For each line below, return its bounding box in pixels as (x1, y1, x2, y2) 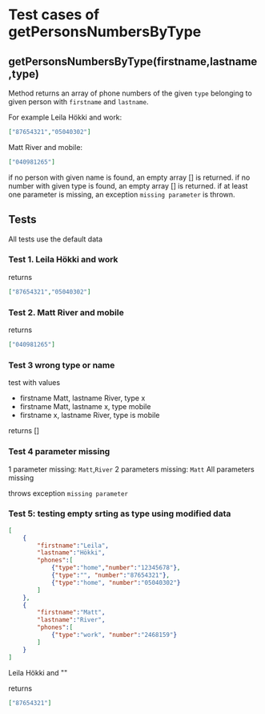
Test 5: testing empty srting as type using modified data (8, 508, 231, 519)
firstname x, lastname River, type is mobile (19, 411, 160, 420)
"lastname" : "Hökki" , (37, 549, 106, 557)
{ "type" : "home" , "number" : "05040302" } (50, 578, 181, 586)
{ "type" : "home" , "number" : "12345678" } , (50, 564, 181, 572)
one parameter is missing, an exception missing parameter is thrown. (8, 189, 235, 199)
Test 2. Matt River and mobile (8, 306, 124, 318)
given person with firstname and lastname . (8, 97, 149, 106)
